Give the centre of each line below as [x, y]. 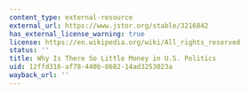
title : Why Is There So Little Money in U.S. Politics [113, 58]
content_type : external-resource [71, 17]
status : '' [29, 50]
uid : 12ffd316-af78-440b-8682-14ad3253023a [91, 67]
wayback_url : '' [39, 75]
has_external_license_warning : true [77, 34]
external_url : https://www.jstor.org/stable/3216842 [109, 26]
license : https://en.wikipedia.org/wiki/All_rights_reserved [125, 42]
